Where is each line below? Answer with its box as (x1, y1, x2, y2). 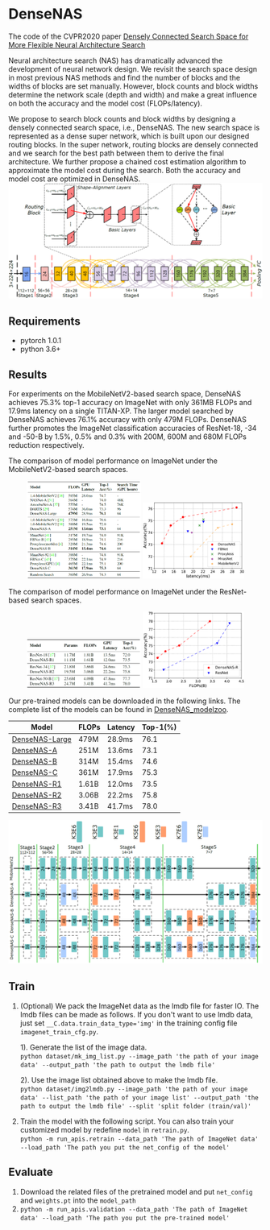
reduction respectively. (8, 440, 85, 449)
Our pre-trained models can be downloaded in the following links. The (8, 696, 241, 706)
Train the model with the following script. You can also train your (19, 1116, 235, 1126)
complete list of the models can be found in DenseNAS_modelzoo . (8, 704, 229, 714)
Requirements (8, 314, 81, 328)
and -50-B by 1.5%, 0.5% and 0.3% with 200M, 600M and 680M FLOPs (8, 432, 247, 441)
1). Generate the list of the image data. (19, 1042, 147, 1052)
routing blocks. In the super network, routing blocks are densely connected (8, 139, 259, 149)
